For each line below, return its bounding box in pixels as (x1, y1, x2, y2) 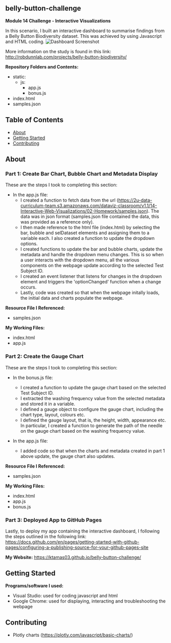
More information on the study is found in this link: (5, 48, 112, 54)
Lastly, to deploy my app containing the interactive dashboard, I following (5, 528, 160, 534)
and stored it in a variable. (20, 401, 75, 407)
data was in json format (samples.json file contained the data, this (20, 213, 160, 219)
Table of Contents (5, 116, 64, 124)
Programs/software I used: (5, 583, 64, 589)
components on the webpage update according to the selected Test (20, 262, 164, 269)
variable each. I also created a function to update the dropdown (20, 235, 155, 241)
